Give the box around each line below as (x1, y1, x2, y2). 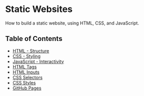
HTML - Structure (12, 47, 49, 53)
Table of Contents (5, 34, 63, 43)
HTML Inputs (12, 69, 40, 75)
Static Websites (5, 3, 73, 15)
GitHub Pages (12, 85, 42, 91)
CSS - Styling (12, 53, 41, 59)
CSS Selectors (12, 74, 43, 80)
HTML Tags (12, 63, 37, 69)
